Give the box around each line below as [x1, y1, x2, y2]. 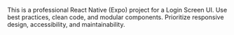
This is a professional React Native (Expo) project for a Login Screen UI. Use [7, 6, 228, 14]
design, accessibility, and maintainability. [7, 21, 125, 28]
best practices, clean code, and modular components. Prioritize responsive [7, 13, 224, 21]
